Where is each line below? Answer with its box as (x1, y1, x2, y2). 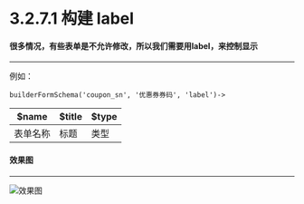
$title (59, 111, 83, 123)
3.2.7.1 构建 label (9, 8, 134, 29)
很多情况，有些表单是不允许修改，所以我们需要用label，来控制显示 (9, 40, 258, 51)
